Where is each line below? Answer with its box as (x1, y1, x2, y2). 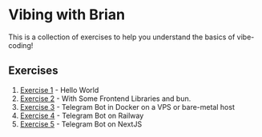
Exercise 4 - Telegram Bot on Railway (19, 111, 144, 120)
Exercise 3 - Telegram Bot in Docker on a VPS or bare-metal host (19, 102, 235, 111)
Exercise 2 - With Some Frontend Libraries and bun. (19, 94, 191, 103)
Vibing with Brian (8, 6, 126, 24)
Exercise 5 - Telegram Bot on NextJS (19, 119, 143, 129)
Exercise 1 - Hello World (19, 85, 99, 95)
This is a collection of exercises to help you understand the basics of (8, 32, 236, 42)
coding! (8, 40, 34, 50)
